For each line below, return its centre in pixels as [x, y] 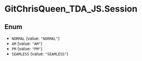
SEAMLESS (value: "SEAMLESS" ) [40, 54]
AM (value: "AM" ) [27, 44]
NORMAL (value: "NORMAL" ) [36, 38]
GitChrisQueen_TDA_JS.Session [71, 9]
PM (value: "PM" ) [27, 49]
